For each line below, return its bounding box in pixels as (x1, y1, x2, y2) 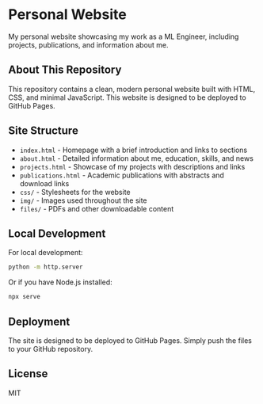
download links (19, 178, 70, 188)
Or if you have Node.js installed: (8, 277, 112, 287)
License (8, 367, 48, 381)
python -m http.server (8, 263, 83, 271)
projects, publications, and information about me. (8, 40, 169, 49)
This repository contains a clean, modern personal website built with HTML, (8, 84, 256, 93)
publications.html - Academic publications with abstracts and (19, 170, 224, 180)
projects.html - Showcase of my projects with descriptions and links (19, 162, 246, 171)
